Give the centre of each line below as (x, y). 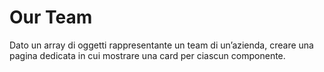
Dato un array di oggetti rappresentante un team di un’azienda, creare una (161, 45)
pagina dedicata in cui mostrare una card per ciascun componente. (147, 55)
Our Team (51, 17)
